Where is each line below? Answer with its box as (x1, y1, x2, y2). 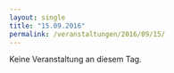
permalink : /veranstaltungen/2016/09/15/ (9, 29, 166, 38)
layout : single (9, 12, 66, 22)
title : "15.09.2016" (9, 21, 87, 30)
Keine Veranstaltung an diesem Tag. (9, 54, 142, 65)
